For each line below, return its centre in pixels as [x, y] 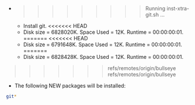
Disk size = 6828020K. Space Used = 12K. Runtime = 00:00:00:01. [103, 32]
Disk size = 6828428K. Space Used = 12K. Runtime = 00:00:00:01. [103, 57]
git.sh [152, 15]
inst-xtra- [178, 8]
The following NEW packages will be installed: [70, 86]
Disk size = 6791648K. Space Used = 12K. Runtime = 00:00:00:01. [102, 44]
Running [155, 8]
